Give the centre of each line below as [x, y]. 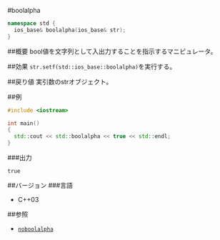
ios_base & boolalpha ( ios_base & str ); [70, 30]
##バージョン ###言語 [40, 185]
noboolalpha [35, 229]
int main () [24, 123]
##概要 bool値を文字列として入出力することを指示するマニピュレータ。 [112, 51]
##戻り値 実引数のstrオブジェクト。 [60, 81]
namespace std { [31, 24]
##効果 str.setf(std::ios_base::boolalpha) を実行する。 [92, 66]
